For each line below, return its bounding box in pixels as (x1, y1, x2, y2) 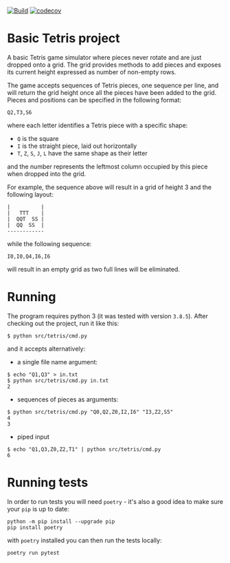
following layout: (7, 190, 54, 199)
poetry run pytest (7, 549, 60, 556)
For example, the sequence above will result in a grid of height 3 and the (7, 183, 211, 191)
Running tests (7, 475, 89, 491)
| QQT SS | (7, 215, 45, 223)
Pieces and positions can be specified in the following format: (7, 96, 182, 104)
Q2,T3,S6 (7, 109, 32, 116)
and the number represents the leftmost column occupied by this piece (7, 162, 208, 170)
